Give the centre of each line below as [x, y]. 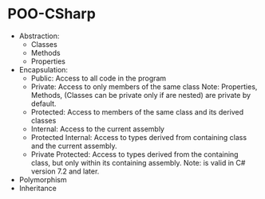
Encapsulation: [44, 69]
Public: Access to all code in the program [99, 78]
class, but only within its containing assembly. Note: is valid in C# [138, 162]
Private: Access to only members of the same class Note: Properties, [144, 86]
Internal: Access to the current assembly [98, 129]
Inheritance [38, 188]
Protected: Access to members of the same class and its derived [137, 111]
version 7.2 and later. [65, 171]
